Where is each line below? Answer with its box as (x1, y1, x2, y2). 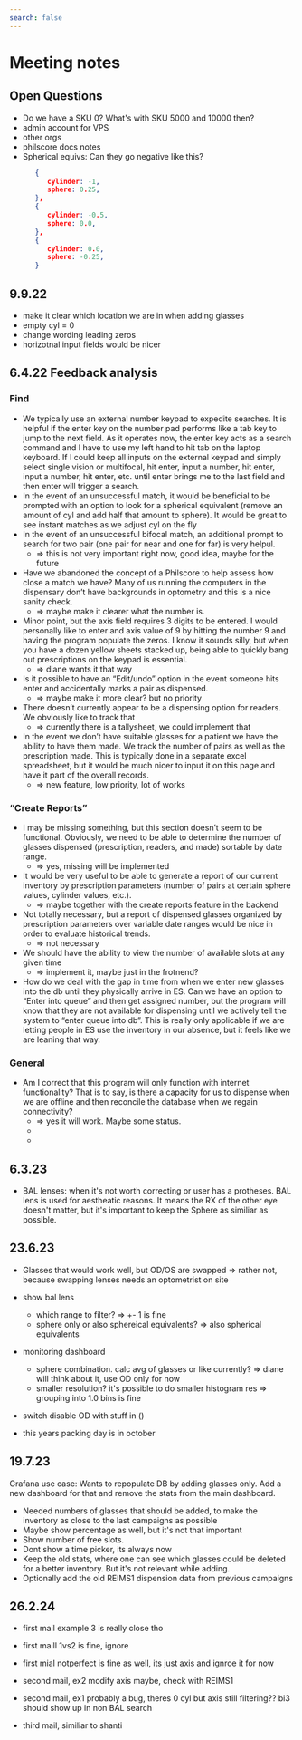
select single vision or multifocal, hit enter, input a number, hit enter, (22, 461, 276, 472)
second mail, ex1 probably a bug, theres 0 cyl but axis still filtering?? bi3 (22, 1693, 291, 1704)
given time (22, 957, 62, 968)
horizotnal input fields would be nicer (22, 339, 161, 350)
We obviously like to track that (22, 711, 136, 722)
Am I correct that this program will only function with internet (22, 1078, 250, 1088)
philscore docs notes (22, 141, 101, 152)
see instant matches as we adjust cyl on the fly (22, 518, 197, 530)
